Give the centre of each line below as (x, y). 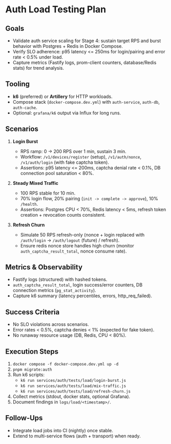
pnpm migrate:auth (32, 370)
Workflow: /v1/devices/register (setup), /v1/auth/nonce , (81, 157)
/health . (29, 204)
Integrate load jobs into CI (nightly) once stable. (63, 430)
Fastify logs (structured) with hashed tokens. (60, 279)
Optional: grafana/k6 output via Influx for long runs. (67, 113)
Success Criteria (33, 312)
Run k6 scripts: (29, 375)
